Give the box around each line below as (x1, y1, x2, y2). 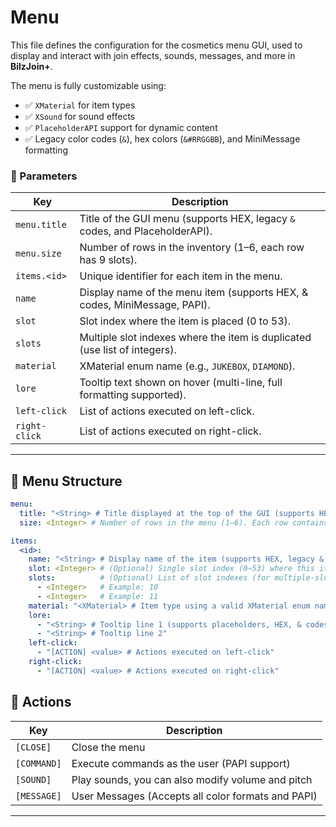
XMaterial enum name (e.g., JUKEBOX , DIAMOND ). (79, 359, 296, 373)
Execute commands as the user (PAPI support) (71, 756, 291, 770)
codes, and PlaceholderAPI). (79, 224, 213, 238)
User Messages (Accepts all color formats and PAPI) (71, 789, 318, 803)
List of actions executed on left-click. (79, 404, 255, 418)
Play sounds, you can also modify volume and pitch (71, 772, 313, 786)
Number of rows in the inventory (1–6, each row (79, 241, 305, 255)
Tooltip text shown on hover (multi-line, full (79, 376, 283, 390)
